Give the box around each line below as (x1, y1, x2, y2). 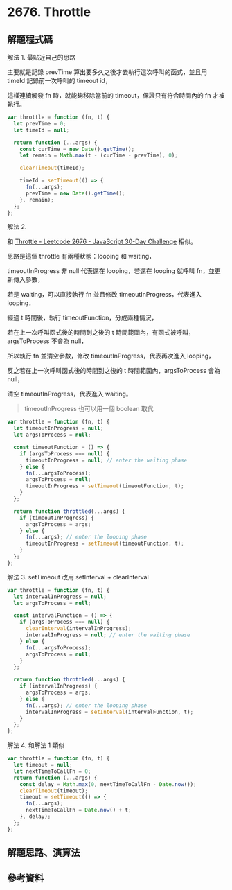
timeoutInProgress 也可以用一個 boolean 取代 (24, 405, 154, 413)
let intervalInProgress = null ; (13, 593, 107, 600)
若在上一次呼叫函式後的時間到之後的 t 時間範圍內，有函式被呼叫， (7, 329, 195, 337)
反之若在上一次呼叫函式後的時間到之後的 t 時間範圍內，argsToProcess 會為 (7, 367, 220, 375)
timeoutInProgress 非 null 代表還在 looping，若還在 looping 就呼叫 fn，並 (7, 267, 215, 275)
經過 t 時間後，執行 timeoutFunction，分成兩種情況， (7, 313, 158, 322)
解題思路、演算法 (7, 847, 80, 859)
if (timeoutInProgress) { (19, 514, 95, 521)
